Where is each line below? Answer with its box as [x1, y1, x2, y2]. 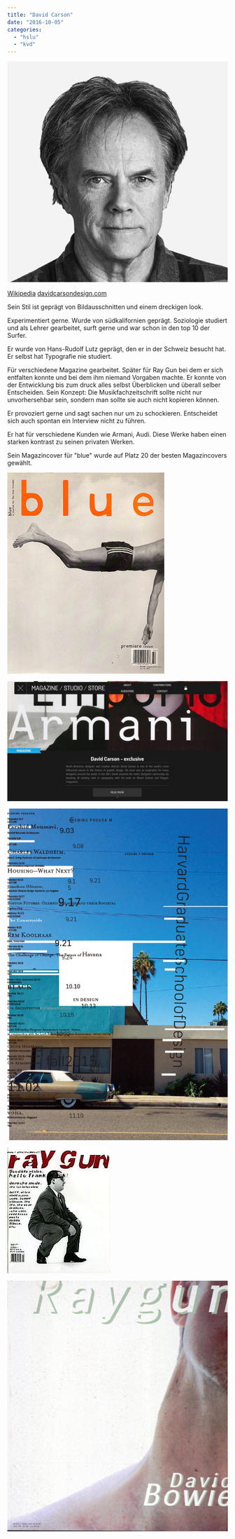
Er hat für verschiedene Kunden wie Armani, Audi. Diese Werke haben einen [7, 430, 227, 439]
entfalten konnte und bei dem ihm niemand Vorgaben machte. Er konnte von [7, 374, 227, 382]
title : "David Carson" [7, 11, 73, 18]
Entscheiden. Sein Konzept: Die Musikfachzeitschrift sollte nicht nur [7, 388, 203, 397]
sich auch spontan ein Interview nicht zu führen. [7, 417, 146, 425]
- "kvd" [13, 41, 36, 48]
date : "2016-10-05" [7, 18, 64, 26]
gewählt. [7, 459, 33, 467]
